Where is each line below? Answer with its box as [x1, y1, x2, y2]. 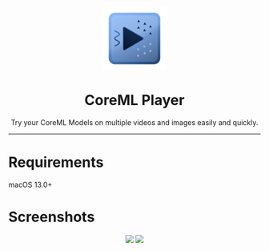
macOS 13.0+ [8, 180, 53, 189]
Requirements [8, 153, 104, 172]
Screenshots [8, 208, 95, 226]
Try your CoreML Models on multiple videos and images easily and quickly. [10, 117, 259, 127]
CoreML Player [84, 91, 185, 110]
